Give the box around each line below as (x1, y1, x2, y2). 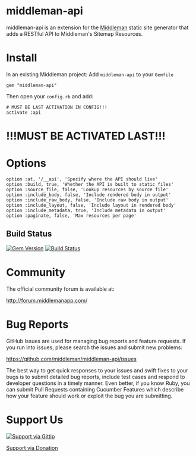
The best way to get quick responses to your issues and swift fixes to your (6, 366, 188, 374)
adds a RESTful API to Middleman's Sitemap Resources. (6, 30, 143, 37)
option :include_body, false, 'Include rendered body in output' (6, 192, 171, 198)
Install (6, 51, 37, 65)
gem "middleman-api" (6, 82, 58, 88)
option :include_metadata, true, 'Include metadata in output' (6, 207, 166, 213)
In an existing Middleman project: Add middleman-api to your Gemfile (6, 70, 174, 78)
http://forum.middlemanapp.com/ (6, 297, 88, 304)
